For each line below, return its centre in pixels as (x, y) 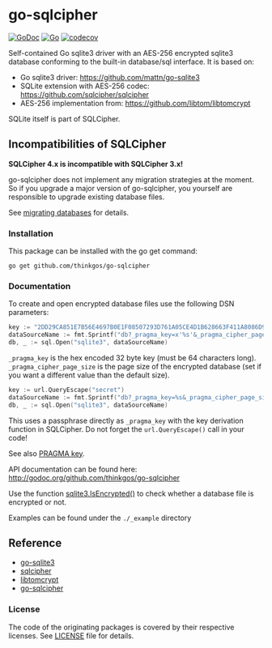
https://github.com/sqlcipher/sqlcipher (85, 94)
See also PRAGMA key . (47, 453)
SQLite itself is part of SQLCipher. (64, 118)
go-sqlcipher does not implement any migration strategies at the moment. (132, 179)
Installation (31, 233)
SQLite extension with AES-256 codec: (85, 86)
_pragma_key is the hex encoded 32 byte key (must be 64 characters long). (132, 357)
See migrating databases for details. (69, 212)
